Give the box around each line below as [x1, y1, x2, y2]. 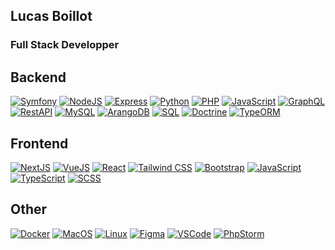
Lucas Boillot [10, 8, 93, 25]
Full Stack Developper [10, 38, 120, 52]
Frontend [10, 135, 69, 152]
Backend [10, 69, 67, 86]
